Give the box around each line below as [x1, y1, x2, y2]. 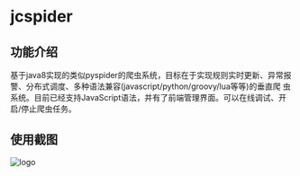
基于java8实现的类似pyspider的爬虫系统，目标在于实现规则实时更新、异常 [10, 70, 284, 80]
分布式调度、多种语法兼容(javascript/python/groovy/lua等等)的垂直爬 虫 [25, 81, 291, 92]
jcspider [10, 6, 73, 27]
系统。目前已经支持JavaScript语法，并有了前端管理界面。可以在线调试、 [10, 92, 279, 102]
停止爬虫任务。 [21, 103, 77, 114]
